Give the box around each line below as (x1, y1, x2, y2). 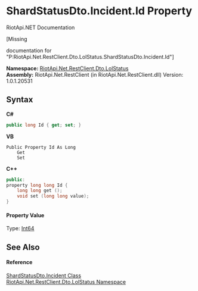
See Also (6, 242, 40, 252)
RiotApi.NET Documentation (6, 24, 75, 31)
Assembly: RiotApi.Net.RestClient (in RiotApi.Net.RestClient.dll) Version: (6, 71, 184, 78)
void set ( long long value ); (17, 193, 89, 199)
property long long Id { (6, 182, 68, 188)
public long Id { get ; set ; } (6, 122, 82, 128)
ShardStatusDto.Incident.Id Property (6, 4, 193, 18)
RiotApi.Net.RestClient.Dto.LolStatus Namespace (6, 278, 126, 285)
